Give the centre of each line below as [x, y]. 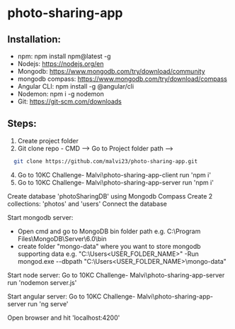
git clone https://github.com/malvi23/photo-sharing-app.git [106, 161]
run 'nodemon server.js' [42, 282]
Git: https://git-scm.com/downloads [70, 101]
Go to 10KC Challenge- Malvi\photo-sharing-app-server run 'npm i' [116, 182]
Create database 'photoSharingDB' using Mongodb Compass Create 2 [110, 196]
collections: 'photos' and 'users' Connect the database [87, 203]
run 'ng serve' [48, 303]
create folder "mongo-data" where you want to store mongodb [109, 246]
